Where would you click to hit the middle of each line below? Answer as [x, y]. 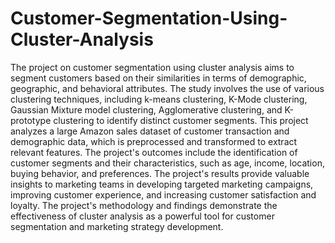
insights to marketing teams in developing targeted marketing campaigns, [162, 184]
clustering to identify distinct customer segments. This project [181, 120]
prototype [31, 120]
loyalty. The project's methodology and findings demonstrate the [144, 205]
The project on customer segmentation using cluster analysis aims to [152, 67]
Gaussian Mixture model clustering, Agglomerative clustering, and [146, 109]
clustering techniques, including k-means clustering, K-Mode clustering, [159, 99]
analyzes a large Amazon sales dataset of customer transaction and [150, 131]
